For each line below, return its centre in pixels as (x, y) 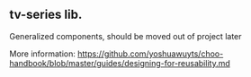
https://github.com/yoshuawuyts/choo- (151, 54)
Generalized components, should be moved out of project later (126, 36)
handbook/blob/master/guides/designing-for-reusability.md (120, 63)
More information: (43, 54)
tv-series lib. (46, 15)
